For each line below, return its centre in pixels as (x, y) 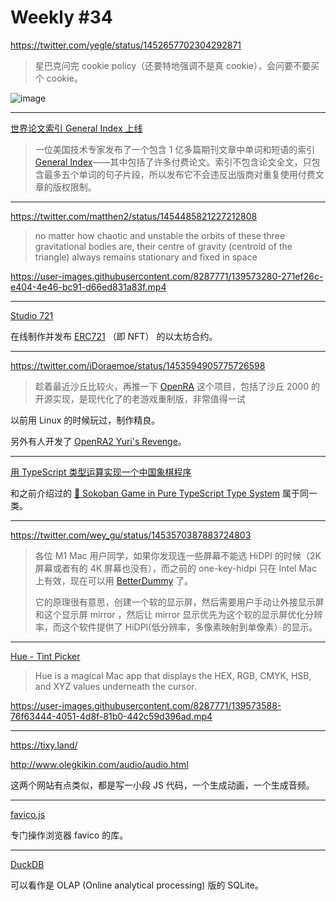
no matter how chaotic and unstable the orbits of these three (160, 235)
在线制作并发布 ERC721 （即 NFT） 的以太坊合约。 (114, 336)
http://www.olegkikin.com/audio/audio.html (99, 764)
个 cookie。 (58, 78)
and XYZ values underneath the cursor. (115, 686)
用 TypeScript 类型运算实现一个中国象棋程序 (101, 472)
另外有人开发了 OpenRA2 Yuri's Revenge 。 (98, 441)
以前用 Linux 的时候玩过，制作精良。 (85, 420)
